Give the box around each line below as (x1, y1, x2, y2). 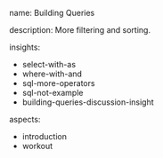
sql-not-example (21, 88, 84, 98)
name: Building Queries (9, 8, 95, 18)
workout (21, 141, 53, 151)
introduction (21, 131, 67, 141)
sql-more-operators (21, 78, 95, 88)
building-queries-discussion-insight (21, 97, 154, 107)
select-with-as (21, 59, 77, 69)
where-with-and (21, 68, 83, 79)
